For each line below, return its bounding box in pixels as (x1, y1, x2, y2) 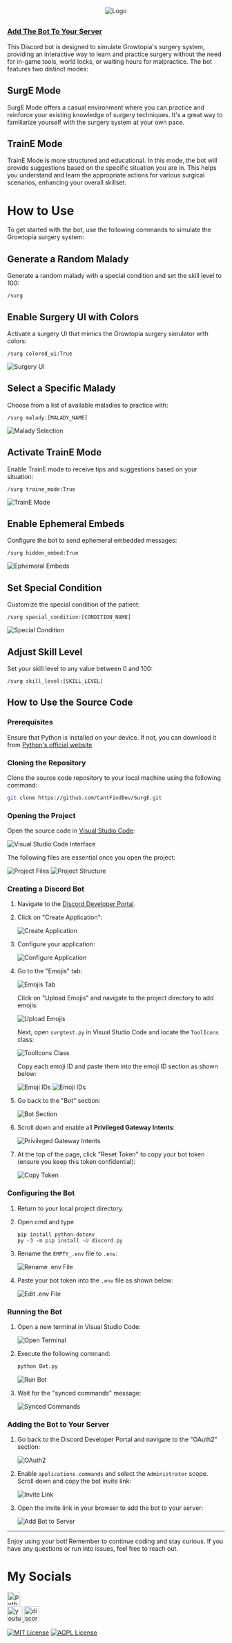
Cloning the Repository (7, 758, 86, 767)
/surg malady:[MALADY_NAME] (7, 414, 88, 421)
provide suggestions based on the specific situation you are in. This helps (7, 164, 217, 172)
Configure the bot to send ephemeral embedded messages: (7, 537, 177, 545)
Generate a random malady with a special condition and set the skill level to (7, 272, 222, 280)
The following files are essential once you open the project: (7, 853, 176, 862)
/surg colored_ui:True (7, 350, 72, 357)
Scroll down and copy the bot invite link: (17, 1477, 131, 1486)
